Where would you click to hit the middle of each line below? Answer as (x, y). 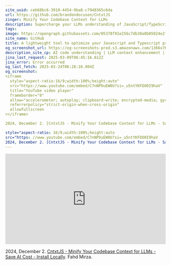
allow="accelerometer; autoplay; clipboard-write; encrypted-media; (84, 100)
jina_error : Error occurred (35, 62)
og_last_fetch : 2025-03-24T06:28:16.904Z (50, 67)
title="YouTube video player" (42, 90)
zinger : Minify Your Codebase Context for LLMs (57, 19)
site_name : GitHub (25, 39)
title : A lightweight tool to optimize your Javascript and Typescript (83, 43)
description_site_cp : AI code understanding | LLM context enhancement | (85, 52)
